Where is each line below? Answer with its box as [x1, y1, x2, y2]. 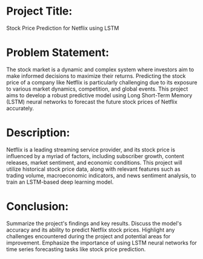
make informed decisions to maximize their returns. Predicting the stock [6, 72, 186, 80]
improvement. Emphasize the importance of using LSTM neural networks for [6, 239, 197, 246]
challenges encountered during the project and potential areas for [6, 232, 171, 240]
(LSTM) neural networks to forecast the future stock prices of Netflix [6, 98, 178, 105]
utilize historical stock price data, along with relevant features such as [6, 165, 181, 173]
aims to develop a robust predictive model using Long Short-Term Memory [6, 91, 193, 98]
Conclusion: [6, 199, 69, 213]
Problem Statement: [6, 46, 110, 60]
